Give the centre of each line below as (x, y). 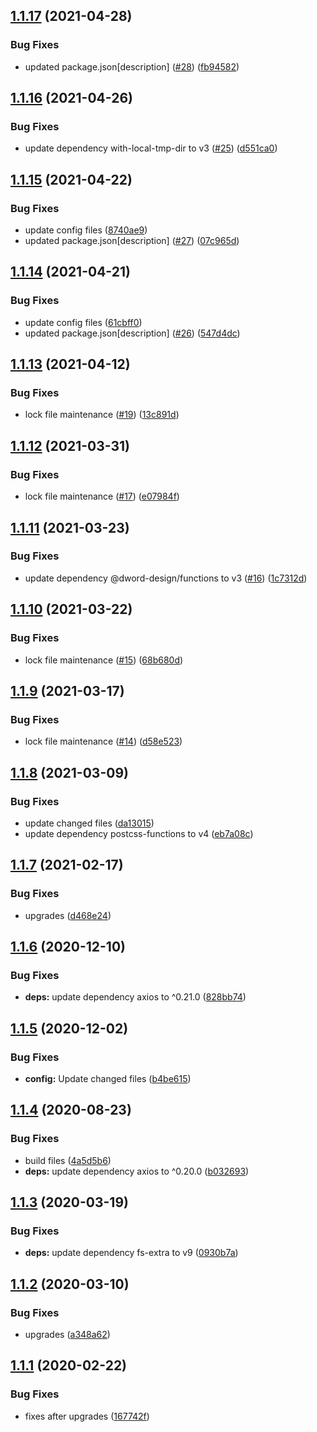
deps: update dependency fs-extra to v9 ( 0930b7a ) (131, 1253)
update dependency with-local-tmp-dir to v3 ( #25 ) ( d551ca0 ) (151, 148)
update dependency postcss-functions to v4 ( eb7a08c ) (139, 833)
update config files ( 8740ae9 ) (86, 230)
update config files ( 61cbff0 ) (83, 322)
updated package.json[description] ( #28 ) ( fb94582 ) (132, 66)
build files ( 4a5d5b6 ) (68, 1160)
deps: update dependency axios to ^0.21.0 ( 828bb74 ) (135, 997)
